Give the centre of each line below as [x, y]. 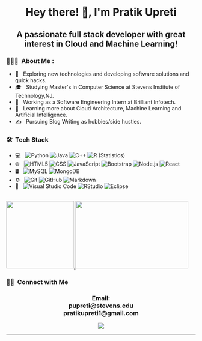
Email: [101, 298]
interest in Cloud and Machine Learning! [101, 44]
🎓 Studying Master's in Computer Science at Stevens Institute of [97, 87]
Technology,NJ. [34, 95]
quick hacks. [31, 80]
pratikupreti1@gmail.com [101, 313]
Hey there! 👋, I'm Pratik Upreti [101, 12]
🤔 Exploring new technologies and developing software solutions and [102, 74]
